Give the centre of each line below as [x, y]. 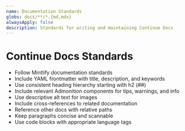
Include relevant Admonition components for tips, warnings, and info [97, 91]
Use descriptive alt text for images [56, 97]
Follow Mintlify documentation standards [63, 73]
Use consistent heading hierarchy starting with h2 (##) [80, 85]
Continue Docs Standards [69, 56]
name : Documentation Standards [44, 11]
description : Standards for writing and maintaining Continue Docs [90, 28]
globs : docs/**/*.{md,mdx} [39, 17]
